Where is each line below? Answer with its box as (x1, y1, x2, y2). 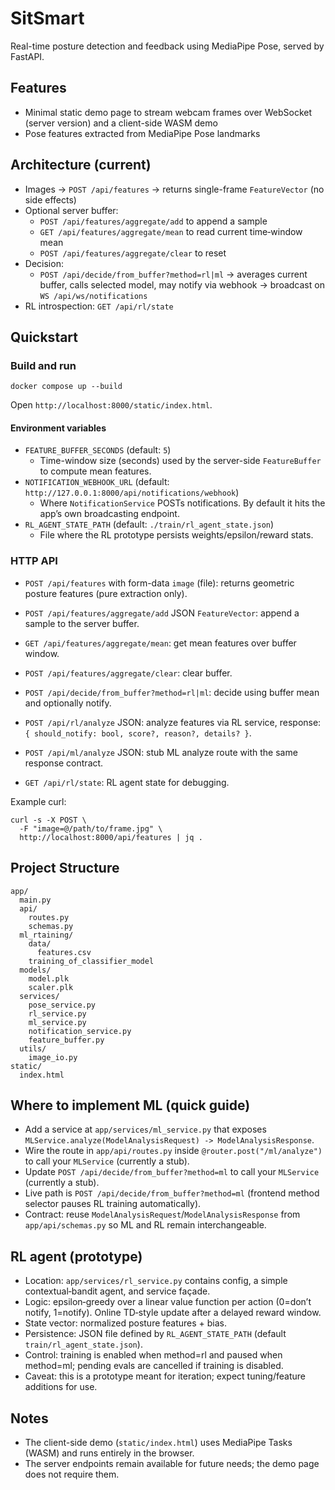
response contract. (24, 757, 104, 769)
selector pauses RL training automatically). (24, 1198, 202, 1210)
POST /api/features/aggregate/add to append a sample (39, 215, 268, 227)
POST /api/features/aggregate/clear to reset (39, 247, 227, 259)
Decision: (24, 257, 64, 269)
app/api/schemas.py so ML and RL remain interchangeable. (24, 1219, 267, 1231)
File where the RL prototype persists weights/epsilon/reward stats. (39, 529, 314, 541)
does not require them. (24, 1468, 120, 1480)
